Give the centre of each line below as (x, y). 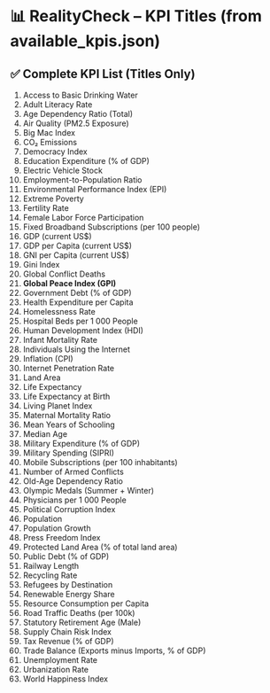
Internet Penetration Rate (69, 368)
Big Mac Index (49, 132)
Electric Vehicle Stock (62, 170)
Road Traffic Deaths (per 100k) (79, 613)
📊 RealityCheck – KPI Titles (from (136, 16)
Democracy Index (55, 152)
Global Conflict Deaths (64, 274)
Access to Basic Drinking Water (80, 95)
